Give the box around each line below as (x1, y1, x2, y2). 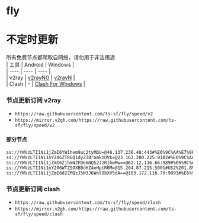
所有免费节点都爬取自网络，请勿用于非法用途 (6, 54, 115, 61)
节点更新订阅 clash (6, 185, 60, 193)
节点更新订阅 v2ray (6, 96, 61, 105)
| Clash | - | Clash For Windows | (6, 80, 86, 88)
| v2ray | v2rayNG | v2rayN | (6, 74, 75, 81)
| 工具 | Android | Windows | (6, 61, 75, 69)
